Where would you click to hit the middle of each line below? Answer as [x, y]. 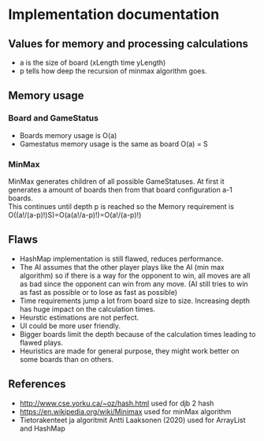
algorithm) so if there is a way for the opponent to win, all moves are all [135, 275]
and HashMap [42, 428]
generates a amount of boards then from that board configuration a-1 [120, 189]
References [37, 384]
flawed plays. [41, 342]
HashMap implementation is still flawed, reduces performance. [121, 259]
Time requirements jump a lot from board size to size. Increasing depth [135, 301]
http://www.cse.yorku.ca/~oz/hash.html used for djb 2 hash [117, 403]
